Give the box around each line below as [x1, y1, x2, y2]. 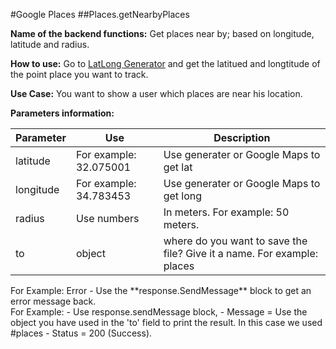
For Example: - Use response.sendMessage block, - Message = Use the [10, 306, 308, 318]
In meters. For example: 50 [163, 205, 290, 219]
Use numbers [75, 212, 140, 225]
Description [213, 131, 271, 144]
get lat [163, 160, 193, 174]
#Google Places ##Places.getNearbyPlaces [10, 9, 190, 20]
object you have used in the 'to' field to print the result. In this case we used [10, 317, 323, 328]
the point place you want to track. [10, 69, 149, 80]
